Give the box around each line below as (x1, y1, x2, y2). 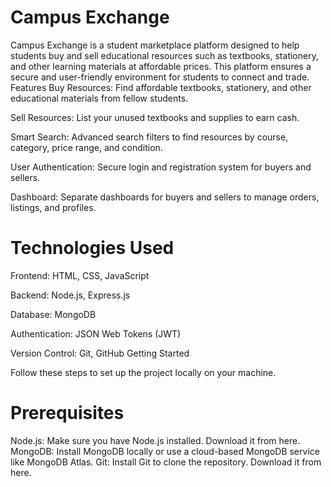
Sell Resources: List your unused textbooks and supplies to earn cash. (10, 111, 300, 123)
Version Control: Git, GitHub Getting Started (10, 347, 190, 359)
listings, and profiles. (10, 201, 97, 213)
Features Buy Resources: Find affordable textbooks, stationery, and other (10, 81, 312, 93)
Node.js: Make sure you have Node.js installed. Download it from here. (10, 434, 301, 446)
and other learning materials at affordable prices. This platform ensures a (10, 60, 312, 72)
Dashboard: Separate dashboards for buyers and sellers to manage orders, (10, 191, 320, 203)
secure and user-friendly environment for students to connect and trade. (10, 71, 310, 83)
